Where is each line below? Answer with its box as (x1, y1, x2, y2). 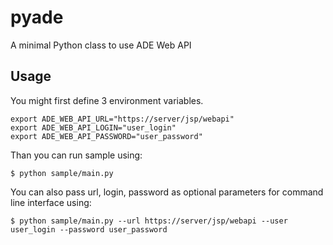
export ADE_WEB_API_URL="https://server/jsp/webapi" (10, 114, 235, 124)
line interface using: (10, 196, 92, 208)
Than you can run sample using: (10, 149, 143, 161)
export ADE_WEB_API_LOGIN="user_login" (10, 122, 177, 133)
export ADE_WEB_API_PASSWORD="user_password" (10, 131, 203, 141)
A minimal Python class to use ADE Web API (10, 39, 192, 51)
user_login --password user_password (10, 224, 168, 235)
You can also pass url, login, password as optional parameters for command (10, 186, 324, 198)
